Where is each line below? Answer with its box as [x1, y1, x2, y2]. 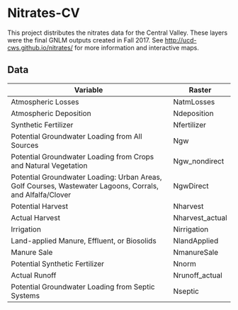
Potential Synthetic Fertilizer [11, 258, 105, 268]
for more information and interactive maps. [74, 43, 200, 52]
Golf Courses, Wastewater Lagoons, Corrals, [11, 180, 159, 190]
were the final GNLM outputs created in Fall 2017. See [7, 35, 164, 44]
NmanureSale [173, 247, 219, 257]
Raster [188, 85, 212, 95]
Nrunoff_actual [173, 270, 223, 280]
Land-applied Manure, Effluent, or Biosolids [11, 236, 157, 246]
